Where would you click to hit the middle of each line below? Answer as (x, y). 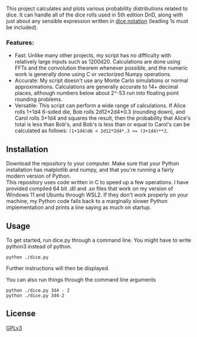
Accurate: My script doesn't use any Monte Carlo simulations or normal (101, 81)
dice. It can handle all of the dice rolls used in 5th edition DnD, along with (95, 15)
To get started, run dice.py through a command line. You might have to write (99, 240)
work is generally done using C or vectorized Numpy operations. (93, 74)
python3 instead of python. (39, 246)
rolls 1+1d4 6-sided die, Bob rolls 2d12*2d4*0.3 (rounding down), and (100, 112)
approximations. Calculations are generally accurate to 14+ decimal (96, 87)
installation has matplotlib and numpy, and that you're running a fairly (90, 170)
